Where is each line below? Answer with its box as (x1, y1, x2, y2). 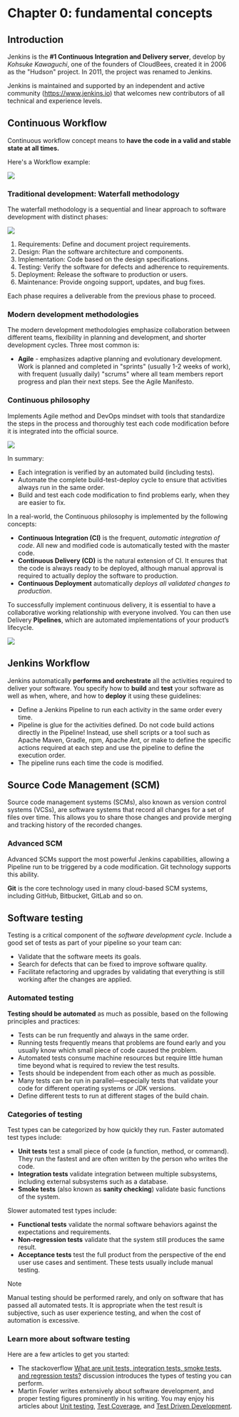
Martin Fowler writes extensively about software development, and (17, 1387, 214, 1396)
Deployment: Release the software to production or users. (17, 270, 188, 279)
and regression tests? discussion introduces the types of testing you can (17, 1371, 232, 1380)
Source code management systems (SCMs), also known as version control (7, 798, 227, 806)
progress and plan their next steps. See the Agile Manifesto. (17, 377, 194, 386)
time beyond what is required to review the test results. (17, 1061, 180, 1069)
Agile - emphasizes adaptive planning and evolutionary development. (17, 355, 223, 364)
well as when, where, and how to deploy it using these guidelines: (7, 691, 202, 700)
